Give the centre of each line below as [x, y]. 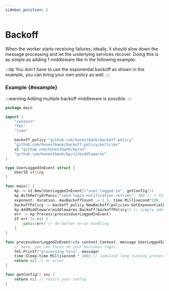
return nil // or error [39, 261]
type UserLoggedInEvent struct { [40, 168]
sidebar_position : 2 [27, 10]
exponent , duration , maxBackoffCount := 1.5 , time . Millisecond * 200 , [88, 200]
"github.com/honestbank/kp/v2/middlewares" [61, 154]
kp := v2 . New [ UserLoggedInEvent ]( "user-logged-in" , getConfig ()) [84, 191]
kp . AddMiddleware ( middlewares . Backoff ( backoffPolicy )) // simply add [89, 209]
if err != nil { [31, 219]
